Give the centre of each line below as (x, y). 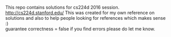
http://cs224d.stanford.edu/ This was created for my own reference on (80, 13)
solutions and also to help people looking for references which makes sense (85, 18)
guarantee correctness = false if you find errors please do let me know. (80, 29)
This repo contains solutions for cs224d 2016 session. (62, 7)
